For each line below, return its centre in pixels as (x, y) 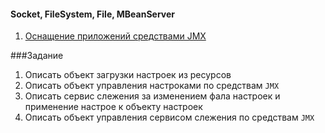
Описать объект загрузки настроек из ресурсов (128, 75)
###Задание (37, 56)
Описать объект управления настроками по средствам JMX (152, 86)
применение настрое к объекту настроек (113, 107)
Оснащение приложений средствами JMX (115, 36)
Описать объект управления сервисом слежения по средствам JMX (169, 117)
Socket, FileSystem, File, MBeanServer (93, 14)
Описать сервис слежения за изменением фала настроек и (152, 96)
